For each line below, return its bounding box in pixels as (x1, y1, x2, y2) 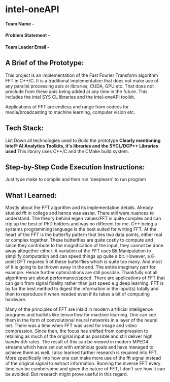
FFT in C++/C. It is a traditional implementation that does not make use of (5, 77, 159, 83)
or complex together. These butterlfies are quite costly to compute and (5, 237, 153, 243)
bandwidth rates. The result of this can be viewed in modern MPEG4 (5, 339, 149, 345)
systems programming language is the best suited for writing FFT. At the (5, 226, 157, 232)
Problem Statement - (5, 32, 50, 39)
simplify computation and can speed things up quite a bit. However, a (5, 253, 150, 259)
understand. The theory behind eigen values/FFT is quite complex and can (5, 215, 161, 222)
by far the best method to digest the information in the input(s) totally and (5, 286, 159, 292)
